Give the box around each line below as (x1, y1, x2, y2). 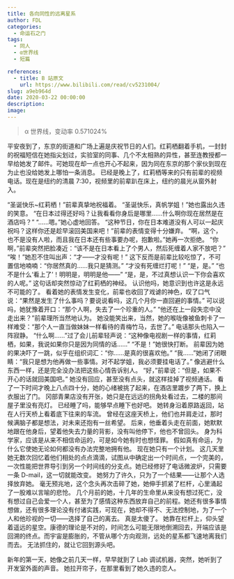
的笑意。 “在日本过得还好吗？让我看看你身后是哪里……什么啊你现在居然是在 (7, 209, 224, 217)
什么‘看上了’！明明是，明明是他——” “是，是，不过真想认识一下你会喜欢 (19, 270, 225, 278)
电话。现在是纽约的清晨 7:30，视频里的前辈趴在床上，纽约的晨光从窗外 (7, 176, 211, 185)
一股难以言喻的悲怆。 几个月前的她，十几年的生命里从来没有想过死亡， (13, 488, 217, 496)
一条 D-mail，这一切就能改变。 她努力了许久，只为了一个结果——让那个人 (7, 470, 219, 479)
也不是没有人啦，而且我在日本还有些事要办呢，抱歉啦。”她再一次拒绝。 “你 (7, 235, 219, 243)
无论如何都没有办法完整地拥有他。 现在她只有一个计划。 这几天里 (37, 444, 224, 453)
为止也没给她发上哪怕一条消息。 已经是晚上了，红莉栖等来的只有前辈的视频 (7, 168, 223, 176)
